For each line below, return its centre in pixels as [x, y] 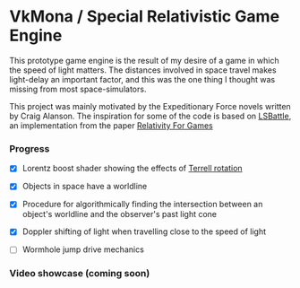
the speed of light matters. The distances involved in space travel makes [143, 70]
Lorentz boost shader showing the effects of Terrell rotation [133, 169]
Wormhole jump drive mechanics [83, 249]
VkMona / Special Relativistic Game [145, 17]
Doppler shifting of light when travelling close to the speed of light [144, 231]
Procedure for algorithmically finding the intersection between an [142, 205]
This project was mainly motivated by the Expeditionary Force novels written [150, 106]
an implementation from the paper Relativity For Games [111, 125]
